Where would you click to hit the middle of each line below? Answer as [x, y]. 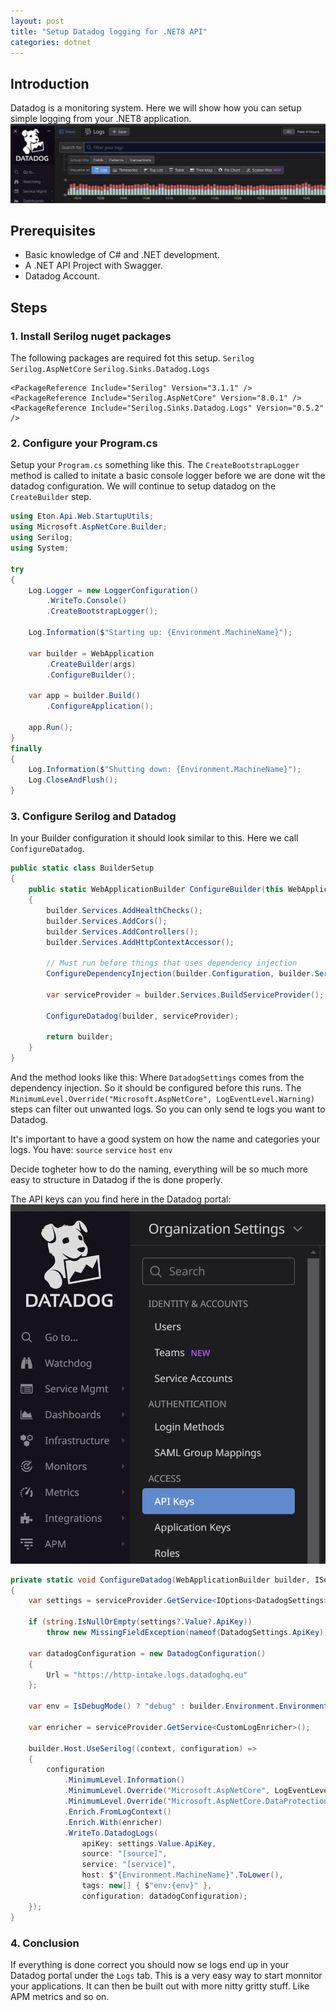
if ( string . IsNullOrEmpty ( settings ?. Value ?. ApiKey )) [140, 1622]
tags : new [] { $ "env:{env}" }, [147, 1886]
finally [26, 748]
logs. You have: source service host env [91, 1150]
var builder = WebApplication [91, 653]
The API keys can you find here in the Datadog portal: [121, 1199]
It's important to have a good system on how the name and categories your [165, 1139]
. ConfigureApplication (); [100, 706]
